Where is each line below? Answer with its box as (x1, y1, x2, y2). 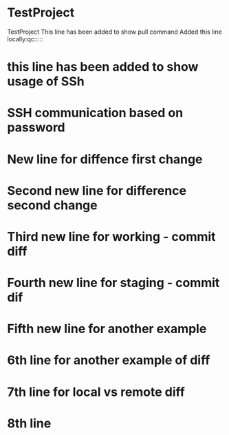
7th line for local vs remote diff (7, 384, 186, 400)
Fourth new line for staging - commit (7, 275, 220, 290)
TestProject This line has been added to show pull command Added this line (7, 28, 222, 36)
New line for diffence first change (7, 151, 203, 167)
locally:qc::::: (7, 34, 43, 43)
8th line (7, 415, 52, 431)
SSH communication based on (7, 105, 184, 121)
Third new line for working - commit (7, 229, 216, 244)
